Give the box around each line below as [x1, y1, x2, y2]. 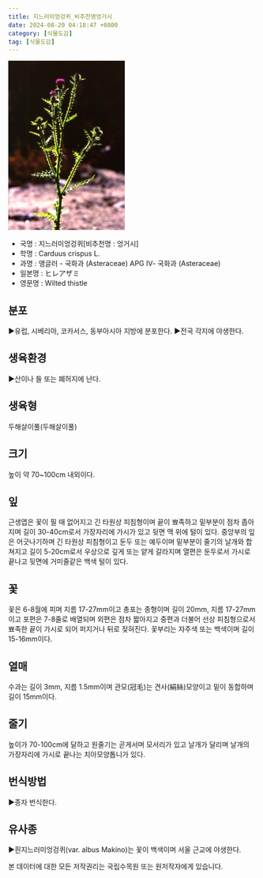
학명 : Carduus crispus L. [19, 249, 100, 258]
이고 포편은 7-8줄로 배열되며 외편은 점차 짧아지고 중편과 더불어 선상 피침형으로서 [8, 614, 256, 624]
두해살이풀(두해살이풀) [8, 422, 77, 431]
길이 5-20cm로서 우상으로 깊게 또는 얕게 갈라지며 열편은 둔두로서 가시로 [28, 547, 251, 557]
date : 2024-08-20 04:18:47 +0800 [8, 21, 118, 29]
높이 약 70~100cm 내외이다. [8, 470, 96, 479]
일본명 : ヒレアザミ [19, 268, 81, 278]
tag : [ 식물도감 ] [8, 38, 55, 46]
